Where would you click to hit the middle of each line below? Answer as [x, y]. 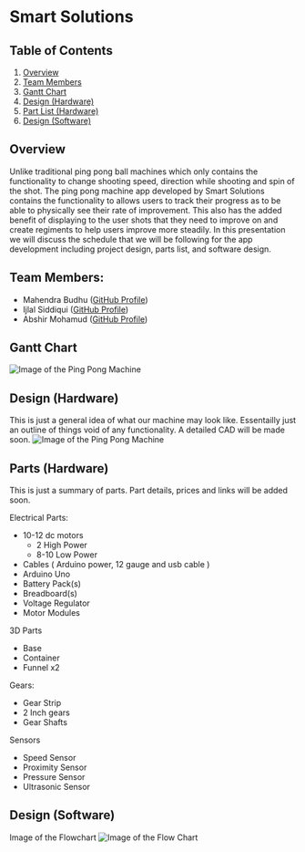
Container [41, 658]
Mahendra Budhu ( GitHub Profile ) [85, 299]
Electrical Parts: [39, 518]
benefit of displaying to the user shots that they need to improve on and [144, 220]
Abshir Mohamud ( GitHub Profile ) [85, 319]
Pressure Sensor [54, 777]
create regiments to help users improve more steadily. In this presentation [147, 229]
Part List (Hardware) [61, 111]
